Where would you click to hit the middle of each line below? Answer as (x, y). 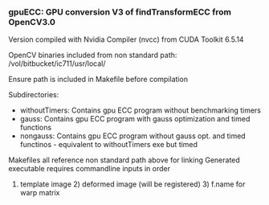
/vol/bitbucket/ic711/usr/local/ (57, 64)
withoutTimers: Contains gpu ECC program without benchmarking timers (140, 110)
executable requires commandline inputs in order (90, 169)
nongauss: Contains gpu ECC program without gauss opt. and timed (133, 136)
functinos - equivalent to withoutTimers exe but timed (109, 145)
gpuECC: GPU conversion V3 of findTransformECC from (120, 12)
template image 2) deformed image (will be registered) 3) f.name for (132, 184)
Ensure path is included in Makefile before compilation (98, 80)
